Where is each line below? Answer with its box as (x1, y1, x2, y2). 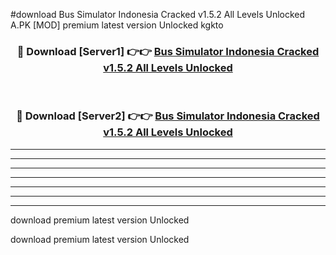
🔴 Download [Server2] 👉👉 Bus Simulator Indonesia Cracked (16, 109, 320, 123)
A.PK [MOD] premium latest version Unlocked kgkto (10, 19, 224, 31)
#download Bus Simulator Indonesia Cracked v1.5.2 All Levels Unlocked (10, 9, 306, 20)
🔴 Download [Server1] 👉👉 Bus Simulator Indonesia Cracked (16, 44, 320, 58)
